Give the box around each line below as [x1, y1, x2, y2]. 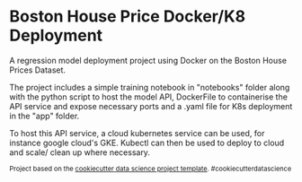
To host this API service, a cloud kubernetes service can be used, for [9, 127, 265, 138]
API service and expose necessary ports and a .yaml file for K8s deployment [9, 100, 293, 111]
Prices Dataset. [9, 65, 66, 75]
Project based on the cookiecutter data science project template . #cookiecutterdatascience [9, 164, 292, 173]
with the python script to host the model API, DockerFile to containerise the [9, 91, 288, 102]
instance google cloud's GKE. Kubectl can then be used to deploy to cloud [9, 137, 285, 148]
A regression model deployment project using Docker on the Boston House [9, 55, 288, 65]
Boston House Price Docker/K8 [9, 6, 246, 27]
